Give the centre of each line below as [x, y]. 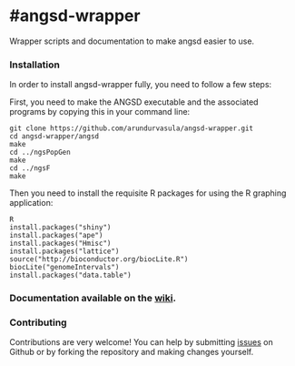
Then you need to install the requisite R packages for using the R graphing [148, 193]
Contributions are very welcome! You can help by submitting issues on [142, 342]
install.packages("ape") [56, 236]
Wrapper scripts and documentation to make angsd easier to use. [132, 41]
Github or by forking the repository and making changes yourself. [132, 352]
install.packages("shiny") [60, 228]
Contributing [38, 322]
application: [31, 203]
